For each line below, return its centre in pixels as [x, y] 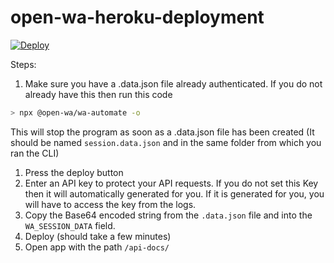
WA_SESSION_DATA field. [70, 225]
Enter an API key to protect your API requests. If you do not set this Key [171, 183]
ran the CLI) [35, 153]
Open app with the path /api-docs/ [97, 247]
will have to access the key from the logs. [110, 204]
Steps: [23, 64]
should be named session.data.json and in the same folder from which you [166, 142]
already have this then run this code [98, 94]
